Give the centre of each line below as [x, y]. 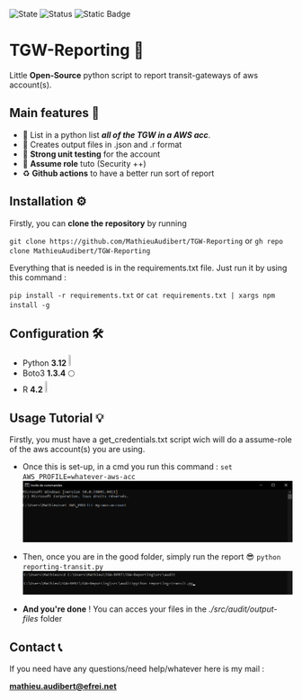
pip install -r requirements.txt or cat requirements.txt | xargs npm [142, 295]
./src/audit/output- [243, 609]
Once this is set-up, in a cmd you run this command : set [128, 467]
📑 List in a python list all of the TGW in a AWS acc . [116, 134]
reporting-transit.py [62, 567]
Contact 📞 [36, 647]
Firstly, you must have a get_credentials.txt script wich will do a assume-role [151, 440]
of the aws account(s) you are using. [77, 450]
